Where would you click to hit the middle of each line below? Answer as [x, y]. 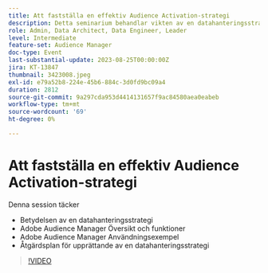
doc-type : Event [35, 53]
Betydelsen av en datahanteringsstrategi [86, 220]
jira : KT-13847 [33, 68]
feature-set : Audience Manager [60, 45]
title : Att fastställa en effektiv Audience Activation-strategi [119, 16]
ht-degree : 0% [32, 119]
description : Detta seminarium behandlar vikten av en [101, 23]
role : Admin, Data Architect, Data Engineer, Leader [98, 30]
